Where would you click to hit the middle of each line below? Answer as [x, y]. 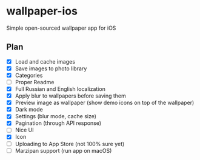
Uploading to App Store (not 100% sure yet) [70, 144]
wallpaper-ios [42, 11]
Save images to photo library [51, 68]
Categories [29, 75]
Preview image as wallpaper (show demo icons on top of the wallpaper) [105, 103]
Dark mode [29, 110]
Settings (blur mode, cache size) [56, 116]
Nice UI [24, 130]
